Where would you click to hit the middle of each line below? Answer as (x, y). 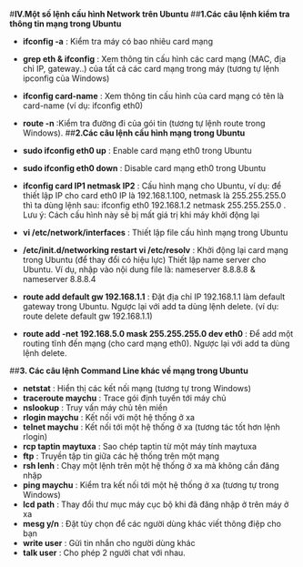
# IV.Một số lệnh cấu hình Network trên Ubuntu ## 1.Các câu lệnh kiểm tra (150, 14)
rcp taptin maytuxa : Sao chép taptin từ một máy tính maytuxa (140, 446)
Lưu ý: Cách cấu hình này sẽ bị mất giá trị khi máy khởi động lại (141, 215)
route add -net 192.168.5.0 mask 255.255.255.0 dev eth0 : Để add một (158, 334)
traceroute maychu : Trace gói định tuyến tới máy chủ (124, 398)
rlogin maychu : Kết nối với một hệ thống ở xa (109, 417)
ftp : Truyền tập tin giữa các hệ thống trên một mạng (121, 456)
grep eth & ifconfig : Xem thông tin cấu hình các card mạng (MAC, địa (154, 59)
